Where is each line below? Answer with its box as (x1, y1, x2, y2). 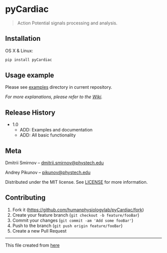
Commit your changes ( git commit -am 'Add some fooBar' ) (12, 217, 134, 223)
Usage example (5, 71, 55, 80)
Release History (5, 108, 56, 117)
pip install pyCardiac (5, 57, 52, 62)
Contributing (5, 193, 46, 202)
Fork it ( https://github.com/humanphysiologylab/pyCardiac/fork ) (12, 207, 144, 213)
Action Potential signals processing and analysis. (17, 20, 118, 26)
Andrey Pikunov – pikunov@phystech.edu (5, 169, 91, 175)
